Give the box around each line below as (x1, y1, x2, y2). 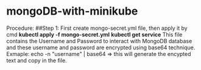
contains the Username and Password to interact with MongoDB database (6, 37, 192, 44)
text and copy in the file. (6, 57, 67, 64)
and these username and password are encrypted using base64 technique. (6, 44, 196, 51)
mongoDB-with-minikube (6, 4, 138, 18)
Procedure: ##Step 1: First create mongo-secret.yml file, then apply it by (6, 24, 188, 32)
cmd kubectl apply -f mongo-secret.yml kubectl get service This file (6, 30, 183, 38)
